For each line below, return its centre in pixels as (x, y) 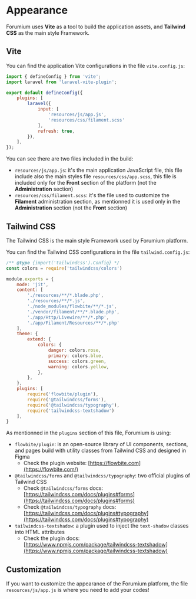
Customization (34, 569)
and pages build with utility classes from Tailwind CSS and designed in (100, 451)
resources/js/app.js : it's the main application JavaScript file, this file (98, 170)
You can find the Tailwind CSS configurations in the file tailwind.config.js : (98, 252)
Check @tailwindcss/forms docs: (63, 488)
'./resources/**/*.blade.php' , (66, 296)
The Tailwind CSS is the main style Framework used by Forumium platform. (97, 240)
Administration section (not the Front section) (71, 208)
